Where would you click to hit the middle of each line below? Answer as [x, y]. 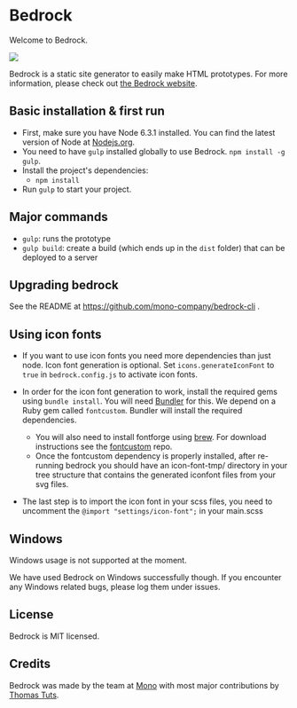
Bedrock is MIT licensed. [55, 636]
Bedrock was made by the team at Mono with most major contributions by [144, 685]
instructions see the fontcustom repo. [104, 447]
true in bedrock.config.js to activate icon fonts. [109, 374]
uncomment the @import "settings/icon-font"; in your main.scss [142, 511]
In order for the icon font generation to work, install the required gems [149, 392]
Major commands [59, 217]
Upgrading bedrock [64, 285]
